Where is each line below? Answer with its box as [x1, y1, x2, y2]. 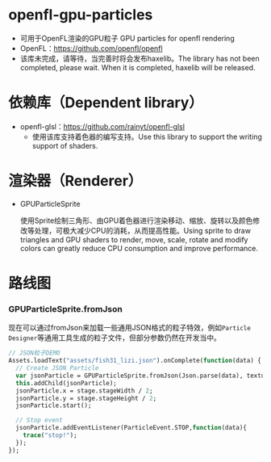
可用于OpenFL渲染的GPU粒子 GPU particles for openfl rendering [19, 33, 236, 43]
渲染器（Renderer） [8, 172, 143, 191]
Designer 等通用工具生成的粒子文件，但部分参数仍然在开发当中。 [8, 333, 222, 342]
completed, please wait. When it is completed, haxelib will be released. [19, 62, 256, 72]
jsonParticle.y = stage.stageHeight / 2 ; [15, 394, 157, 402]
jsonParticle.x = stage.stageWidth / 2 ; [15, 386, 153, 395]
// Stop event [15, 416, 63, 425]
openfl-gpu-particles [8, 6, 153, 24]
